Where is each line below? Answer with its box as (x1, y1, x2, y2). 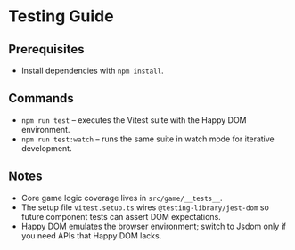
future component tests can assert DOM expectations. (20, 211, 222, 222)
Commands (8, 91, 75, 106)
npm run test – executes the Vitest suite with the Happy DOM (20, 114, 247, 125)
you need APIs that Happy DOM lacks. (20, 230, 162, 241)
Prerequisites (8, 42, 85, 57)
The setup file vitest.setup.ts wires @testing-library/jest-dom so (20, 202, 269, 213)
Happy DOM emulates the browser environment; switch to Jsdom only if (20, 221, 287, 231)
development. (20, 142, 72, 153)
